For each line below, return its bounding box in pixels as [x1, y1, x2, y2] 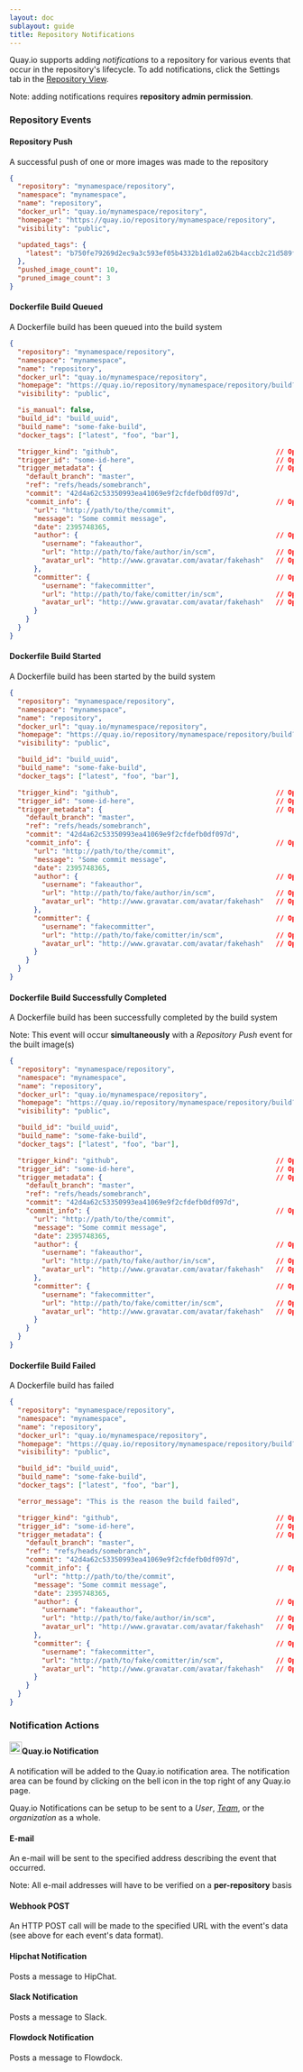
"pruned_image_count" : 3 [17, 274, 111, 283]
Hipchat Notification [9, 1951, 87, 1962]
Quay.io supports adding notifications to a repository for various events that [9, 55, 291, 66]
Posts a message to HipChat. [9, 1971, 117, 1982]
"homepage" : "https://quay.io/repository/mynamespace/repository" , [17, 215, 277, 225]
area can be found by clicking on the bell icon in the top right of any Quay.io [9, 1775, 291, 1786]
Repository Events [9, 114, 92, 126]
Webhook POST [9, 1900, 70, 1912]
